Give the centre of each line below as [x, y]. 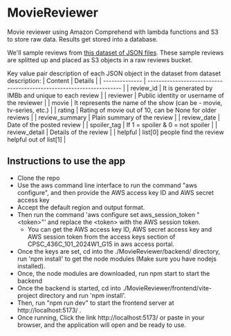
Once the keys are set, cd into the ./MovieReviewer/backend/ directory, [119, 251]
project [27, 295]
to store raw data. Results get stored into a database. [83, 39]
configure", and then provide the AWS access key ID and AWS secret [115, 192]
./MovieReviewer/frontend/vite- [167, 288]
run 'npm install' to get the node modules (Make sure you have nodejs [117, 259]
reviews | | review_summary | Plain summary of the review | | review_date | [113, 117]
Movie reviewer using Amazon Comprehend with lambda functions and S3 [113, 32]
